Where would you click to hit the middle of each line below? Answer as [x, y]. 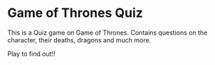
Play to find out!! [31, 54]
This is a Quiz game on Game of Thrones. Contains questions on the [107, 32]
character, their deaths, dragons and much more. [79, 40]
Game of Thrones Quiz [75, 13]
